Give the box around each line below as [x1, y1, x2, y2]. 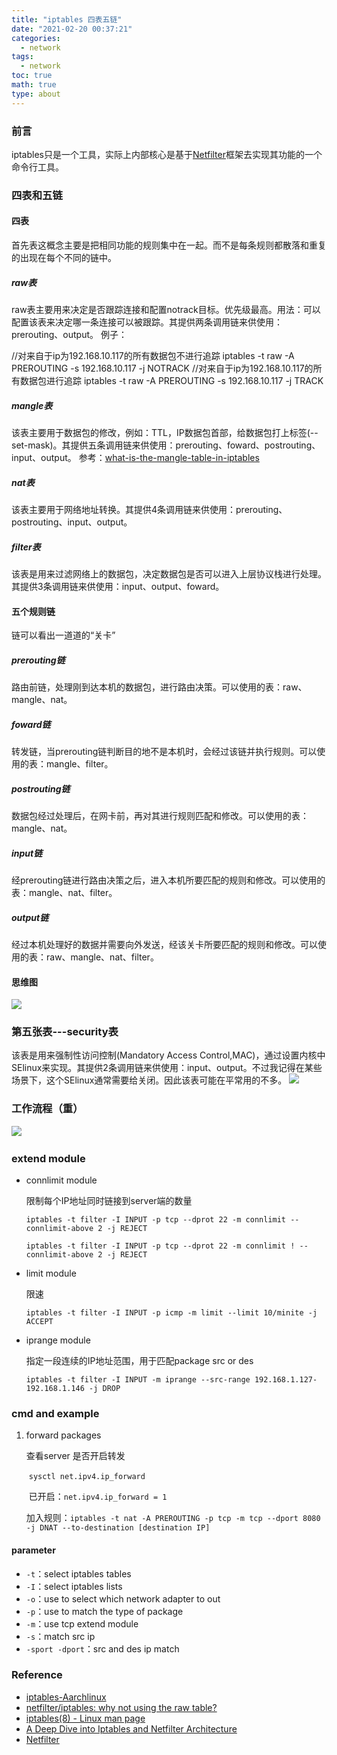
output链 [11, 911, 49, 923]
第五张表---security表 [11, 1025, 119, 1039]
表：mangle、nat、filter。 [11, 887, 118, 898]
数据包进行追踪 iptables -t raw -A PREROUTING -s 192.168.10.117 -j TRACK [19, 375, 324, 387]
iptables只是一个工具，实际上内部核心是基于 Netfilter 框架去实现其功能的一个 [11, 148, 323, 160]
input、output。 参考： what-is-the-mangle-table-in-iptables [11, 451, 260, 463]
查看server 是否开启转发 [25, 1450, 126, 1462]
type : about [11, 89, 61, 99]
